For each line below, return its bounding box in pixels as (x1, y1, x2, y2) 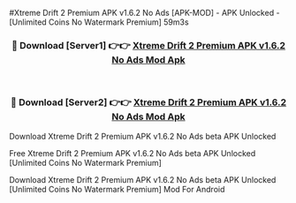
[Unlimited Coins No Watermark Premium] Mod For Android (9, 184, 225, 194)
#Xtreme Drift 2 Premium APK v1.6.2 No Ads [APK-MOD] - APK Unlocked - (9, 8, 280, 18)
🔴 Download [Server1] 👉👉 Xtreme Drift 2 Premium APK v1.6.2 (11, 39, 285, 51)
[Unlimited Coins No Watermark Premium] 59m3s (9, 17, 189, 27)
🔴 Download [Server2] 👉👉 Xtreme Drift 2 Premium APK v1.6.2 (10, 96, 287, 109)
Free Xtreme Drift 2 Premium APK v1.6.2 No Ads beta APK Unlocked (9, 147, 256, 158)
